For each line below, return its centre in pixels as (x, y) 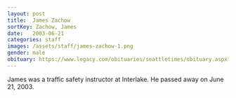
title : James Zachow (39, 20)
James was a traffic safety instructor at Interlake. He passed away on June (116, 79)
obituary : (22, 59)
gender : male (26, 53)
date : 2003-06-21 (36, 33)
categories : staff (34, 40)
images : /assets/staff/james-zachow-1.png (70, 46)
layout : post (26, 14)
